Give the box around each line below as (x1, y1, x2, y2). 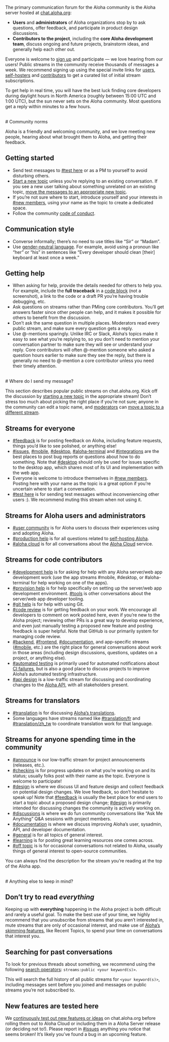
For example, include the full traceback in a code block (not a (12, 288, 141, 294)
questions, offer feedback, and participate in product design (12, 25, 138, 31)
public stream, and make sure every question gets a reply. (12, 326, 134, 332)
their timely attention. (12, 363, 57, 369)
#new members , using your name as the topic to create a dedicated (12, 199, 154, 205)
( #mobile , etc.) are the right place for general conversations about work (12, 644, 161, 650)
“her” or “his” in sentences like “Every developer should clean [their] (12, 249, 155, 255)
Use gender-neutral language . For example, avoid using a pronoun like (12, 244, 159, 250)
